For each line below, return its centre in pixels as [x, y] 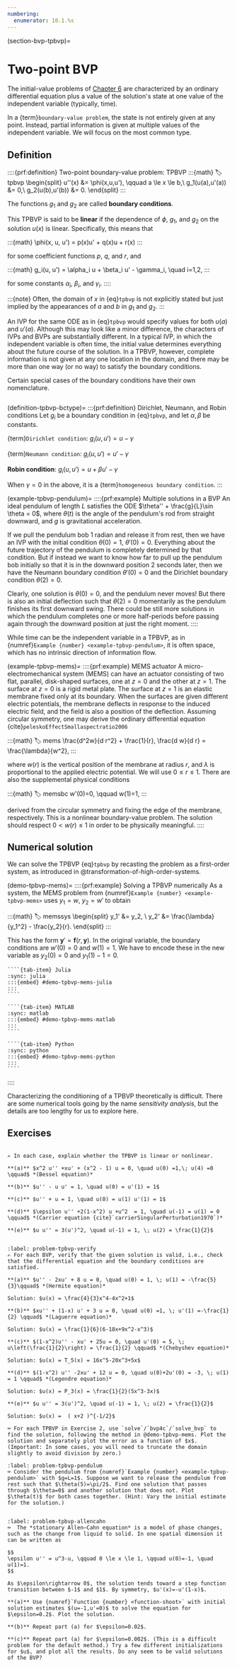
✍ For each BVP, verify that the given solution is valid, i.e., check [115, 1255]
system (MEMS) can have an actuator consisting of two [143, 673]
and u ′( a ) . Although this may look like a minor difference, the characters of [116, 329]
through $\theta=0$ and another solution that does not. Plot [101, 1490]
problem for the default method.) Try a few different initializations [115, 1645]
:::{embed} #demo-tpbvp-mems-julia [60, 983]
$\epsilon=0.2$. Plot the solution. [61, 1614]
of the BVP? [25, 1658]
